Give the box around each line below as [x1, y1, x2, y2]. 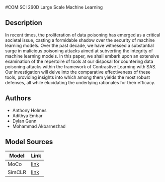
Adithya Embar [12, 112, 43, 119]
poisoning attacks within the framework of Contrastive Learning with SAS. [5, 63, 157, 69]
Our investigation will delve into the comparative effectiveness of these [5, 69, 151, 75]
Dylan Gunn [12, 118, 37, 124]
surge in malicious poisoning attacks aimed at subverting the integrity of [5, 47, 153, 54]
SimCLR [7, 169, 26, 176]
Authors [5, 94, 31, 103]
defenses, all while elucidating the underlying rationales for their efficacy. [5, 79, 156, 85]
